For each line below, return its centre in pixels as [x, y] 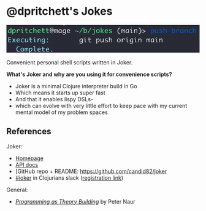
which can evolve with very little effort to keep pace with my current [101, 105]
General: [17, 190]
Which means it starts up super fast [60, 93]
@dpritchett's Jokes [59, 11]
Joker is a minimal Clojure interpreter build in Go [76, 86]
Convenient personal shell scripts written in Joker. [70, 62]
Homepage [29, 158]
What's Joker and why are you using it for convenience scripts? [89, 74]
